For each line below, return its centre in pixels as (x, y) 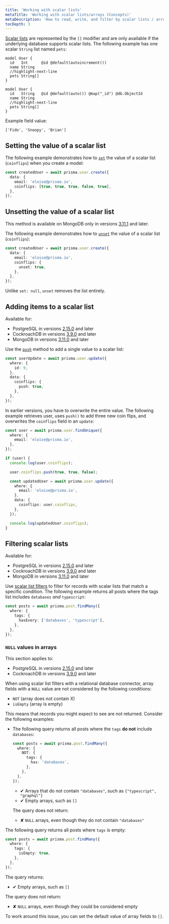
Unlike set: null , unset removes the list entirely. (55, 291)
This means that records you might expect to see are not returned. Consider (84, 714)
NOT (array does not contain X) (44, 699)
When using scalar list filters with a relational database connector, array (79, 683)
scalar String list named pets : (36, 49)
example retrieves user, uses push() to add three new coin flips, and (76, 415)
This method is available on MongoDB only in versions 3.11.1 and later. (77, 224)
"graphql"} (31, 796)
